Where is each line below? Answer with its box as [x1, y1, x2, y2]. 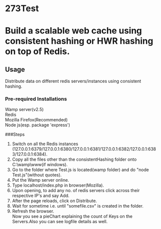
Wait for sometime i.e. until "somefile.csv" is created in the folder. [12, 203, 143, 209]
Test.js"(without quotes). [12, 172, 62, 178]
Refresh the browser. [12, 208, 54, 214]
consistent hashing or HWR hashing [5, 36, 153, 47]
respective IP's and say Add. [12, 193, 70, 199]
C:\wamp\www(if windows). [12, 162, 68, 168]
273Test [5, 3, 39, 14]
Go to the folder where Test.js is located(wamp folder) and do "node [12, 167, 149, 173]
